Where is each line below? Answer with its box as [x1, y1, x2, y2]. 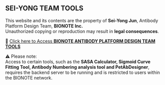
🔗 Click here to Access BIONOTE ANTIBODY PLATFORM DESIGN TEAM [5, 38, 155, 44]
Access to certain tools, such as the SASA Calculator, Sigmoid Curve [5, 58, 151, 65]
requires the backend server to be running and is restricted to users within [5, 69, 160, 75]
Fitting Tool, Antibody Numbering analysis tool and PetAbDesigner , [5, 64, 150, 70]
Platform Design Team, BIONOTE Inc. [5, 23, 84, 29]
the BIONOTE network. [5, 74, 53, 80]
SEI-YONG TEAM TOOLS [5, 4, 84, 13]
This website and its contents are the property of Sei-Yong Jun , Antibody [5, 17, 158, 23]
